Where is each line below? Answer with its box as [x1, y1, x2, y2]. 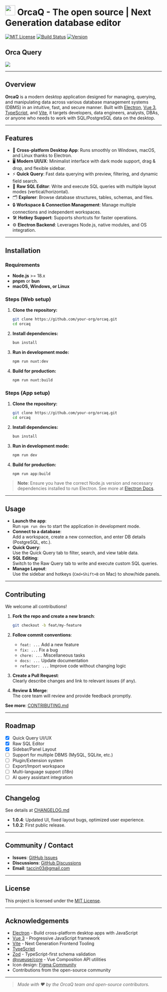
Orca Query [5, 48, 42, 57]
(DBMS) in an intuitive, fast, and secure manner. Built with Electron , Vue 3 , [5, 104, 157, 110]
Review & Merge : [12, 687, 48, 693]
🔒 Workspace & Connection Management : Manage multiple [12, 202, 136, 208]
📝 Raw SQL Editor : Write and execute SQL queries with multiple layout [12, 183, 157, 189]
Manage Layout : [12, 566, 47, 572]
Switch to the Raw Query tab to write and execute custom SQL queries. [12, 560, 158, 567]
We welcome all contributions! [5, 604, 67, 610]
